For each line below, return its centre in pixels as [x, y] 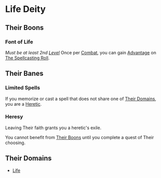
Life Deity [25, 9]
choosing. [15, 143]
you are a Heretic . [23, 104]
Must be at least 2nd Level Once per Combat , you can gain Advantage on [81, 52]
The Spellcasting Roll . [27, 58]
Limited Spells [23, 88]
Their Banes [24, 74]
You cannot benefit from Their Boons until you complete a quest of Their [80, 137]
